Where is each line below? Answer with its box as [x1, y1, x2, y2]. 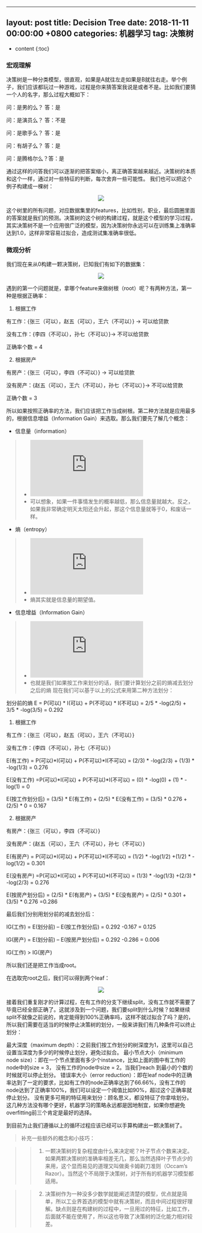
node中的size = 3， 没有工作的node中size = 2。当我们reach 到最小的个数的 [6, 1064, 194, 1071]
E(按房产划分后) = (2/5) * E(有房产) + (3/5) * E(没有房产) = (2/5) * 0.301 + [6, 891, 186, 898]
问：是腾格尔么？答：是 [6, 155, 64, 162]
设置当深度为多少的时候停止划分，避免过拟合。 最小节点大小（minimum [6, 1049, 183, 1056]
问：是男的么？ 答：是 [6, 104, 61, 111]
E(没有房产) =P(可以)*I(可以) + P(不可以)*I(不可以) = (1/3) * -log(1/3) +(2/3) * [6, 872, 196, 879]
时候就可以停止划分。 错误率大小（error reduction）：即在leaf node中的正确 [6, 1072, 192, 1079]
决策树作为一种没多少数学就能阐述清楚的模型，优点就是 [44, 1190, 182, 1197]
